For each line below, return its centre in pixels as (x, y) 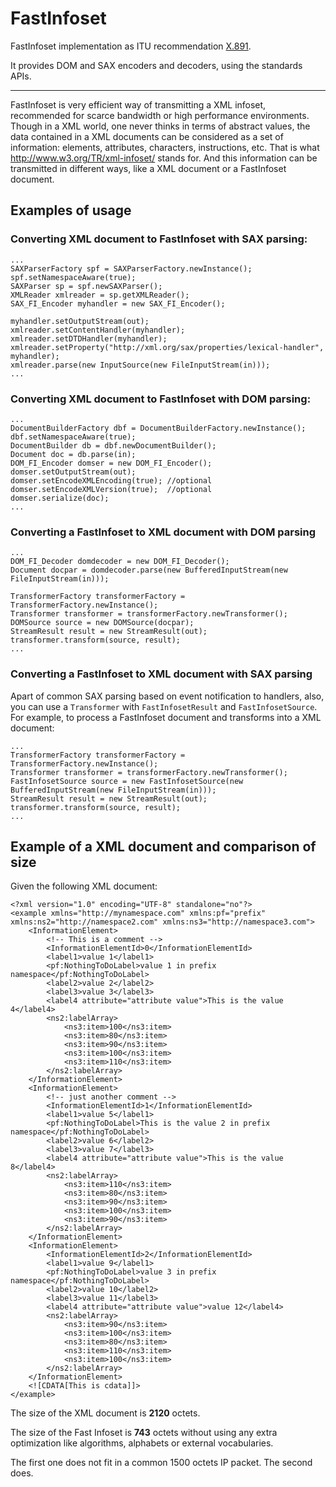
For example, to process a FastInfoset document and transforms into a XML (166, 717)
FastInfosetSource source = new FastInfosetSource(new (127, 781)
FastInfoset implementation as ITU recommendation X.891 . (131, 46)
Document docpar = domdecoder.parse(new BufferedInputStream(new (149, 570)
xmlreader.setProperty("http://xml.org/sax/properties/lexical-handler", (167, 347)
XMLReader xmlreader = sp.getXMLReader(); (100, 295)
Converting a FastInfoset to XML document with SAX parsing (161, 674)
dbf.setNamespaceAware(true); (73, 437)
